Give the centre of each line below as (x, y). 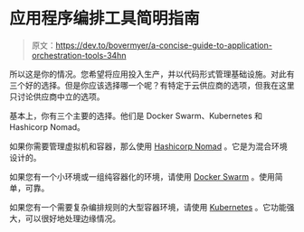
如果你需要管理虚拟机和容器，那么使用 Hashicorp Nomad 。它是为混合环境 (148, 146)
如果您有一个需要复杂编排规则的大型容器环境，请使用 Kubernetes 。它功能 (148, 207)
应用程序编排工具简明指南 (105, 19)
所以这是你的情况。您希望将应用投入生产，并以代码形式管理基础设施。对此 (148, 74)
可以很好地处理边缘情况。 (72, 218)
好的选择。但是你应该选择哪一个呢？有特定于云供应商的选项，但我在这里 (160, 85)
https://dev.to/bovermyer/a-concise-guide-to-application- (164, 45)
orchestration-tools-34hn (79, 55)
